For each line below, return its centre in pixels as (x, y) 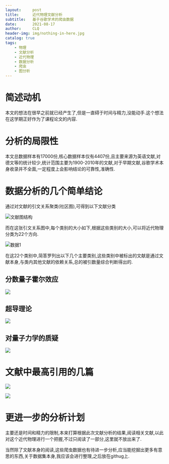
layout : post (23, 10)
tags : (11, 43)
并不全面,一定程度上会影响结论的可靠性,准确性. (67, 169)
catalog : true (20, 38)
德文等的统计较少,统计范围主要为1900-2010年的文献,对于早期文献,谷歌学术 (82, 162)
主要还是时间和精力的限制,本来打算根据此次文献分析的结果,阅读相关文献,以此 (84, 433)
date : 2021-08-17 (30, 24)
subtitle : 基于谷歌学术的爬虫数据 (40, 19)
